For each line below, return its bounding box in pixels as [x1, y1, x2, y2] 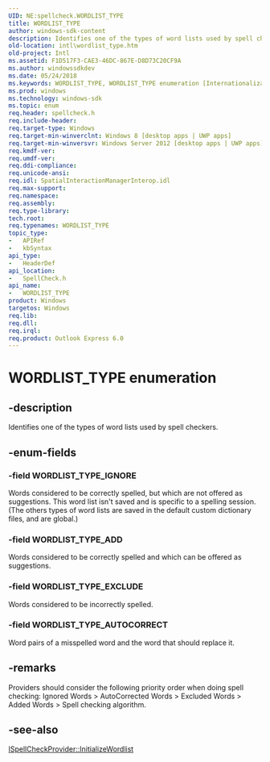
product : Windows [8, 297, 67, 305]
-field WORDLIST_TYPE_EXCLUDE [8, 581, 144, 593]
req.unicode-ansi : [8, 169, 70, 177]
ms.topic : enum [8, 102, 59, 110]
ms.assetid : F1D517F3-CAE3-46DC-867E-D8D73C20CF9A [8, 57, 182, 65]
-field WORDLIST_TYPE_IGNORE [8, 469, 137, 481]
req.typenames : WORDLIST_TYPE [8, 222, 110, 230]
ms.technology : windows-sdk [8, 94, 103, 102]
